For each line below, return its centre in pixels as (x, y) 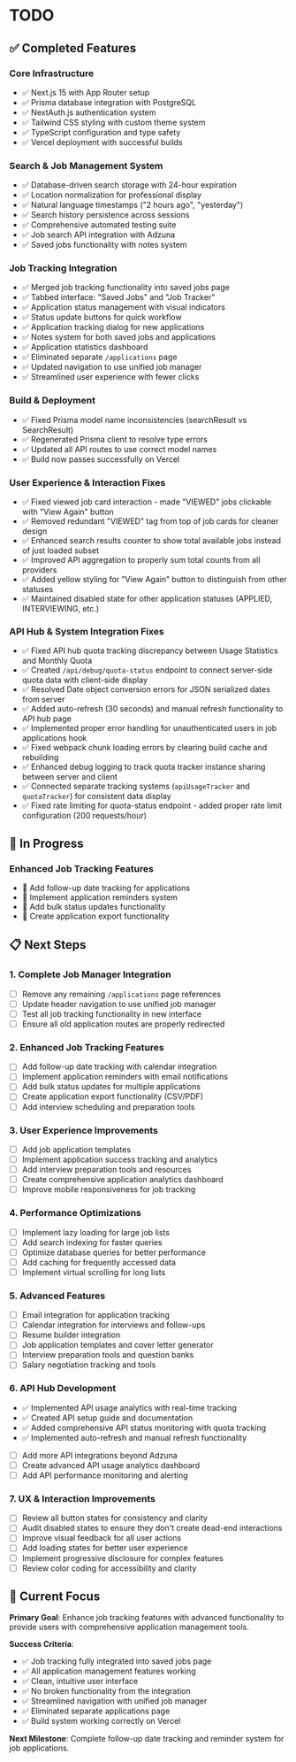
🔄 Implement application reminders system (100, 897)
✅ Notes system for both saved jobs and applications (119, 337)
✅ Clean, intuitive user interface (80, 1681)
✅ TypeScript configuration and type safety (101, 132)
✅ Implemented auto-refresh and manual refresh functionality (134, 1437)
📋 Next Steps (48, 945)
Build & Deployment (52, 401)
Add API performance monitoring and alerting (105, 1475)
